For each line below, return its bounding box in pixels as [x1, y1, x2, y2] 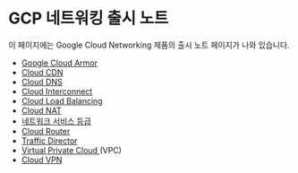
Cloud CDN [21, 66, 64, 77]
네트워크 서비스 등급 [21, 116, 91, 126]
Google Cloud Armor [21, 57, 98, 68]
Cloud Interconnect [21, 86, 93, 97]
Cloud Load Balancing [21, 95, 104, 106]
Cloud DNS [21, 76, 64, 87]
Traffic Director [21, 135, 78, 146]
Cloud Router [21, 125, 71, 136]
